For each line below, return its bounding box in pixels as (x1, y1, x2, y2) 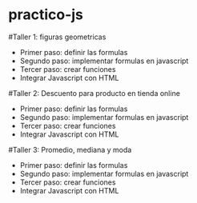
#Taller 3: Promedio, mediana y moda (8, 145, 132, 154)
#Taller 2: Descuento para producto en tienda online (8, 88, 180, 98)
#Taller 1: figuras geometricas (8, 32, 107, 42)
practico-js (8, 6, 84, 24)
